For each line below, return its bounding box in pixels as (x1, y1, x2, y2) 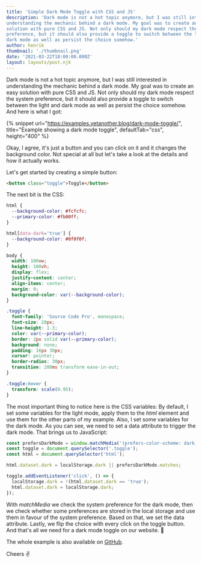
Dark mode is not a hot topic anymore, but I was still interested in (6, 76, 167, 83)
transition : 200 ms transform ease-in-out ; (11, 364, 120, 371)
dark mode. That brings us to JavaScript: (6, 429, 108, 436)
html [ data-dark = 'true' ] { (6, 230, 71, 236)
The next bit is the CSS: (6, 191, 65, 198)
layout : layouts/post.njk (6, 59, 71, 65)
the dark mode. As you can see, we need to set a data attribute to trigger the (6, 422, 196, 429)
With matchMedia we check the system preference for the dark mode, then (6, 501, 194, 508)
